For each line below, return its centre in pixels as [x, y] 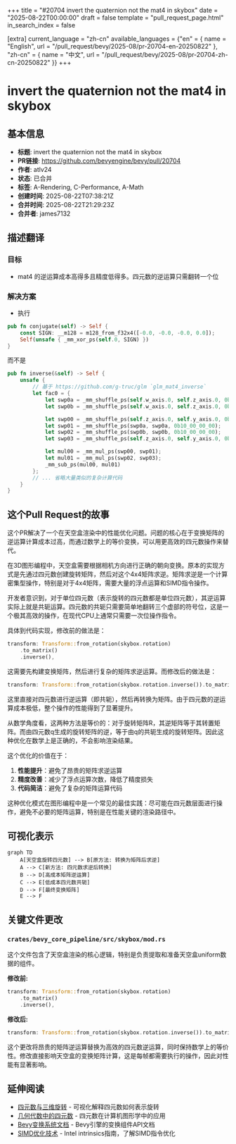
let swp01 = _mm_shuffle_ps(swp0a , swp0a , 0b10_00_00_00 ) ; [133, 425]
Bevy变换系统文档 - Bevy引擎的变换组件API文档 [86, 1125]
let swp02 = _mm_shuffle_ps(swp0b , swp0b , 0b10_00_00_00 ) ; [133, 433]
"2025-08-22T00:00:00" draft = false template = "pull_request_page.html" [116, 18]
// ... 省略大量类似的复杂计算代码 [78, 478]
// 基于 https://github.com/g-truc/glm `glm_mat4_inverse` [120, 387]
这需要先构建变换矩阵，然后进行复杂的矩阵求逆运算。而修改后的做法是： [112, 671]
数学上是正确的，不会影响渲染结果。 [84, 740]
